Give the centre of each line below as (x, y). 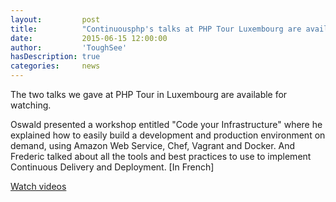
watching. (31, 105)
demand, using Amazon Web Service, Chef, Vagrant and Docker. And (153, 145)
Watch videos (38, 186)
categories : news (55, 66)
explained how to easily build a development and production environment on (168, 135)
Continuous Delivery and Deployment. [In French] (112, 167)
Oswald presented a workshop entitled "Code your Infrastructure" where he (166, 124)
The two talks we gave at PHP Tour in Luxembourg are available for (149, 94)
